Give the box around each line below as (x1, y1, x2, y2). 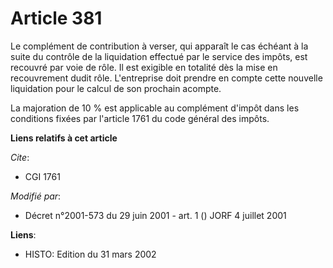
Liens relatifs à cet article (10, 132, 118, 144)
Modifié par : (10, 190, 62, 202)
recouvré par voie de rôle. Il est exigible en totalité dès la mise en (10, 61, 278, 73)
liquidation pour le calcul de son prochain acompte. (10, 82, 222, 94)
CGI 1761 (24, 170, 61, 182)
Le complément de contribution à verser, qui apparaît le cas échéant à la (10, 40, 309, 52)
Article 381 (10, 7, 103, 30)
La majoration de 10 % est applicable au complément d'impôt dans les (10, 102, 300, 114)
